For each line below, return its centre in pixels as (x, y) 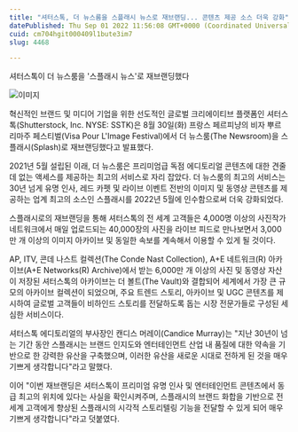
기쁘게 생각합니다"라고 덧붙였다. (64, 419)
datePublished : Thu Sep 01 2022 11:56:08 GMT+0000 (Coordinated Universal (150, 26)
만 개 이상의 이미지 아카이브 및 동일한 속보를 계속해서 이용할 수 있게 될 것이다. (143, 240)
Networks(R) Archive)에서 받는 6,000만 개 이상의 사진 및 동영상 (154, 271)
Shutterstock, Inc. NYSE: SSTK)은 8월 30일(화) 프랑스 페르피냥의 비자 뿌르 (150, 125)
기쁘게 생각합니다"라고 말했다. (61, 367)
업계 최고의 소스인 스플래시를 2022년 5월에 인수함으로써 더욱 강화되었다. (158, 200)
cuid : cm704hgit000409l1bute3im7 (71, 34)
